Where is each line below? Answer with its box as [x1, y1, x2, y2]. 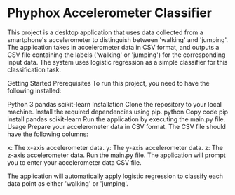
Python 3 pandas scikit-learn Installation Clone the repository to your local [7, 100, 222, 108]
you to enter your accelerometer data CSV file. [7, 158, 142, 166]
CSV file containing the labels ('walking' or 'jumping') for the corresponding [7, 51, 226, 59]
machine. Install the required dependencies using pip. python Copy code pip [7, 107, 229, 116]
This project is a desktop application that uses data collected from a [7, 28, 203, 36]
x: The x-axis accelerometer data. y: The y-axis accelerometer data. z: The [7, 143, 223, 152]
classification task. [7, 65, 62, 74]
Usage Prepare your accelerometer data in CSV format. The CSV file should [7, 122, 227, 130]
